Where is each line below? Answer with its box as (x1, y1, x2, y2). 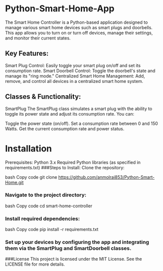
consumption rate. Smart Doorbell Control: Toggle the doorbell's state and (5, 68, 156, 74)
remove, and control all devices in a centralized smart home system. (5, 78, 144, 84)
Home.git (5, 179, 24, 185)
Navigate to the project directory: (5, 192, 87, 198)
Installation (5, 143, 52, 154)
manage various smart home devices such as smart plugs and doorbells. (5, 24, 153, 30)
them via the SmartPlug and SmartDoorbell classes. (5, 245, 131, 252)
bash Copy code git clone (5, 174, 58, 180)
